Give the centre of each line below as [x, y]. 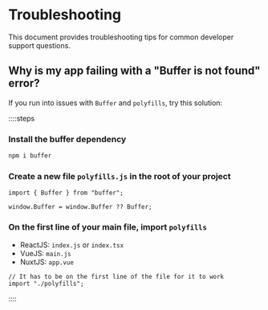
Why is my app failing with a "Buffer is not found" [134, 71]
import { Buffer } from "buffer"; [66, 193]
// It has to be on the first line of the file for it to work [116, 276]
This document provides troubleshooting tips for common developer [121, 37]
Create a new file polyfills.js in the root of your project [120, 176]
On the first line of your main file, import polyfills [108, 227]
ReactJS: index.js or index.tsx [72, 245]
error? [24, 83]
